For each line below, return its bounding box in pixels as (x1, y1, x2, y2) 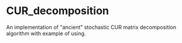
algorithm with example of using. (6, 29, 86, 37)
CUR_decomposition (6, 4, 109, 18)
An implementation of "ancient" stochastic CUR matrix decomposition (6, 24, 177, 31)
